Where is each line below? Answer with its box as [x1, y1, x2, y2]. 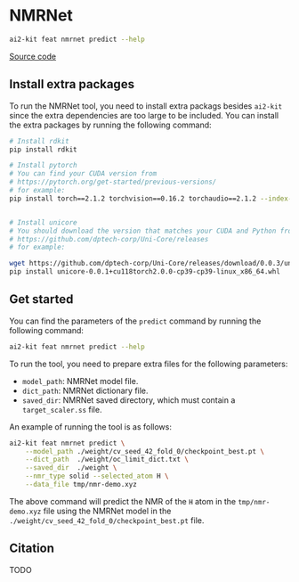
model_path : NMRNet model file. [21, 375, 139, 386]
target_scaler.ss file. [21, 404, 102, 414]
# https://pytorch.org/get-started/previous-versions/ [9, 177, 217, 187]
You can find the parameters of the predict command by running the [9, 316, 262, 326]
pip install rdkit [9, 144, 77, 154]
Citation [9, 541, 55, 556]
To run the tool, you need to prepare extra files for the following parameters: [9, 358, 288, 369]
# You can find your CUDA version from [9, 169, 158, 178]
